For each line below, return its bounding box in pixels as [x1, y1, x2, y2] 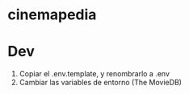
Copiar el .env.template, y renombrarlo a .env [19, 69, 170, 79]
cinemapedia [7, 6, 97, 24]
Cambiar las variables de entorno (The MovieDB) [19, 78, 183, 88]
